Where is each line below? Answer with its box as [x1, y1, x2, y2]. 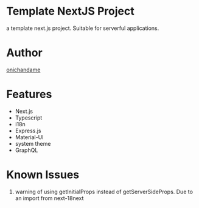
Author [6, 46, 43, 60]
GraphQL [15, 146, 38, 154]
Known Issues [6, 168, 80, 181]
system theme [15, 140, 51, 147]
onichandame [6, 66, 41, 73]
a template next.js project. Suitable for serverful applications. [6, 24, 159, 32]
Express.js [15, 127, 41, 134]
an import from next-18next [15, 194, 84, 202]
